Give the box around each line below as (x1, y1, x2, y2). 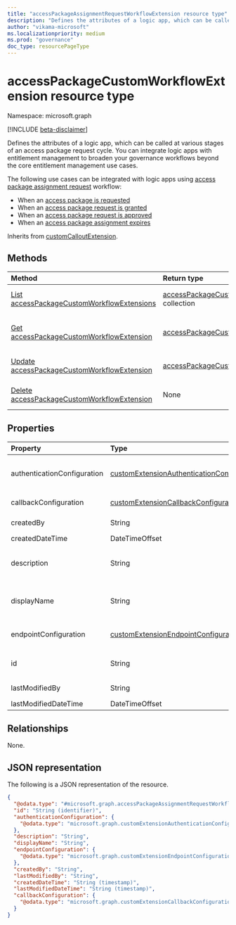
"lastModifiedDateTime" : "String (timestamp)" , (13, 886, 156, 893)
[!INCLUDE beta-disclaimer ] (7, 125, 88, 134)
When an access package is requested (17, 196, 131, 204)
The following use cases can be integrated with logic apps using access (7, 174, 216, 183)
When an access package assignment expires (17, 218, 151, 227)
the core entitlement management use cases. (7, 161, 138, 170)
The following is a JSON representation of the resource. (7, 780, 169, 789)
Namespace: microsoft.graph (7, 111, 92, 120)
